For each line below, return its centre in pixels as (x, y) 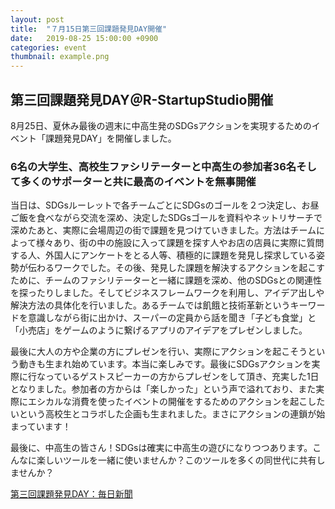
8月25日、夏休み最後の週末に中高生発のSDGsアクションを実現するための (161, 125)
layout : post (37, 19)
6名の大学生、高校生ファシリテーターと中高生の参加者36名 (153, 166)
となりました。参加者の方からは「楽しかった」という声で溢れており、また (163, 389)
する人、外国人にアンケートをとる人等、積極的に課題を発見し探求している (163, 255)
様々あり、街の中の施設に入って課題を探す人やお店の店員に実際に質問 (180, 243)
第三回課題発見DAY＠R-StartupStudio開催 (142, 99)
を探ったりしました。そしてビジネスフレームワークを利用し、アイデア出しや (167, 293)
